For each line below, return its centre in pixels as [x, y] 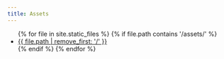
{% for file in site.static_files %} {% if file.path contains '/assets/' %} [117, 34]
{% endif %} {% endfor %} [57, 48]
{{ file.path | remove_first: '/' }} [62, 41]
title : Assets [28, 14]
